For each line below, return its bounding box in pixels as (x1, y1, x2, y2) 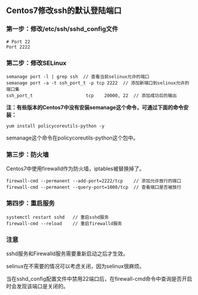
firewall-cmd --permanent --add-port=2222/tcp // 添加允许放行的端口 (6, 178, 182, 184)
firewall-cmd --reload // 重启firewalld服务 (6, 220, 123, 227)
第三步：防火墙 (6, 150, 49, 158)
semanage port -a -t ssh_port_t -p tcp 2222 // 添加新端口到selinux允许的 (6, 80, 190, 86)
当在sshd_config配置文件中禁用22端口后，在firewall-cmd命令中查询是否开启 (6, 275, 193, 282)
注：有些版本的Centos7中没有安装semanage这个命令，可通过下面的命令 (6, 103, 184, 111)
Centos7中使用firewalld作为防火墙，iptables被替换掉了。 (6, 165, 145, 172)
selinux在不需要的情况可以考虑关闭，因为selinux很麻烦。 (6, 262, 145, 269)
